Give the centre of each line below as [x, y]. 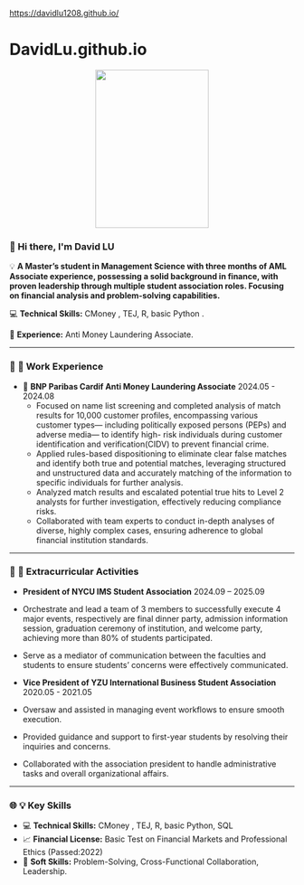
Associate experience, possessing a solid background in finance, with [144, 277]
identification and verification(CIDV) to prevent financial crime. [152, 444]
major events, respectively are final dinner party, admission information [155, 618]
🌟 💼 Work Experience [57, 367]
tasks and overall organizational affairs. [95, 773]
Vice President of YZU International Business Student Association [149, 683]
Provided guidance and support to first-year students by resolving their [155, 737]
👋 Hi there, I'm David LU [62, 246]
